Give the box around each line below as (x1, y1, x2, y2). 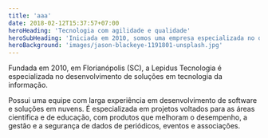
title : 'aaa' (8, 11, 52, 20)
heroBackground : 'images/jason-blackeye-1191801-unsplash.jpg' (8, 41, 223, 49)
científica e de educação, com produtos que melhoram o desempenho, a (8, 112, 248, 122)
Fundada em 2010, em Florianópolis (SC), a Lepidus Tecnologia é (8, 63, 222, 73)
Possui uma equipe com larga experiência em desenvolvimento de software (8, 96, 258, 105)
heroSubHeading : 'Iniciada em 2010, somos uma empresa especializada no (8, 34, 255, 42)
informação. (8, 81, 48, 90)
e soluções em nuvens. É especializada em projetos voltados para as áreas (8, 104, 255, 114)
